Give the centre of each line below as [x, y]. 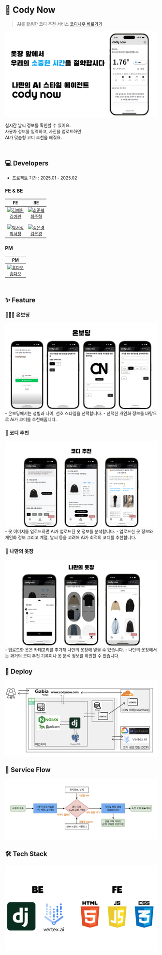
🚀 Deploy [19, 671]
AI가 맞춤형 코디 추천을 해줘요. [33, 137]
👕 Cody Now [30, 10]
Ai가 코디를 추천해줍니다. [33, 419]
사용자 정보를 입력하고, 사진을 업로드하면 [43, 132]
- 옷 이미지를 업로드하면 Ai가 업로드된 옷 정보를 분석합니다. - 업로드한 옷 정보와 [79, 532]
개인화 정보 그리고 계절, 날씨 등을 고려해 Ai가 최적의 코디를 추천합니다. [71, 537]
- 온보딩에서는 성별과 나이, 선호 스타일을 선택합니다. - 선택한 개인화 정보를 [74, 413]
